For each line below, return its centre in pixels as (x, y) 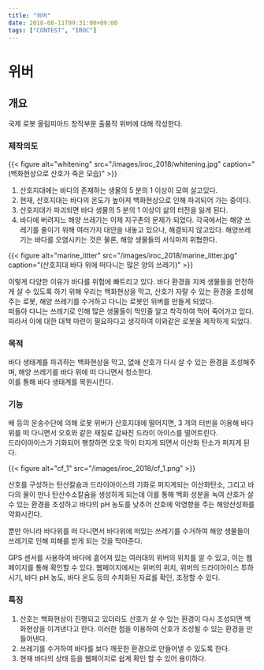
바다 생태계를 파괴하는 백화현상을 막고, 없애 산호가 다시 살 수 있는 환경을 (118, 362)
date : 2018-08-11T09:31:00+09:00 (63, 23)
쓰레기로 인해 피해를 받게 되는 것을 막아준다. (76, 541)
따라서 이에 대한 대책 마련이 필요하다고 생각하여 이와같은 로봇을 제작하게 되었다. (130, 321)
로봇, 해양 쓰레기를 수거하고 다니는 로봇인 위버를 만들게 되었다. (118, 301)
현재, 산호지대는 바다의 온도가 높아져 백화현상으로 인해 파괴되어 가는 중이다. (135, 200)
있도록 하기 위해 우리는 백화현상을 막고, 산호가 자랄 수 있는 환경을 (132, 291)
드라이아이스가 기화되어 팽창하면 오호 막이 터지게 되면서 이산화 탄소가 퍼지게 (125, 442)
